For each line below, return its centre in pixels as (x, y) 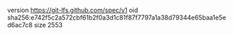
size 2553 (49, 25)
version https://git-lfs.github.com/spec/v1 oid (73, 10)
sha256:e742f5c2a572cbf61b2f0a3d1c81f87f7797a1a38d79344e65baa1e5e (117, 17)
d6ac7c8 (20, 25)
